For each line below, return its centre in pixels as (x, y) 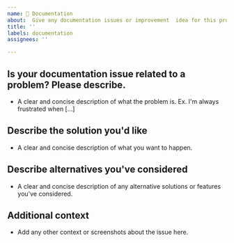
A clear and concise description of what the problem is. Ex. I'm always (118, 101)
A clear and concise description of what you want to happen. (105, 148)
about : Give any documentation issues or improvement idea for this (112, 20)
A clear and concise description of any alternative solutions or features (119, 186)
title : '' (22, 26)
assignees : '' (28, 40)
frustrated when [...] (46, 109)
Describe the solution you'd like (77, 131)
